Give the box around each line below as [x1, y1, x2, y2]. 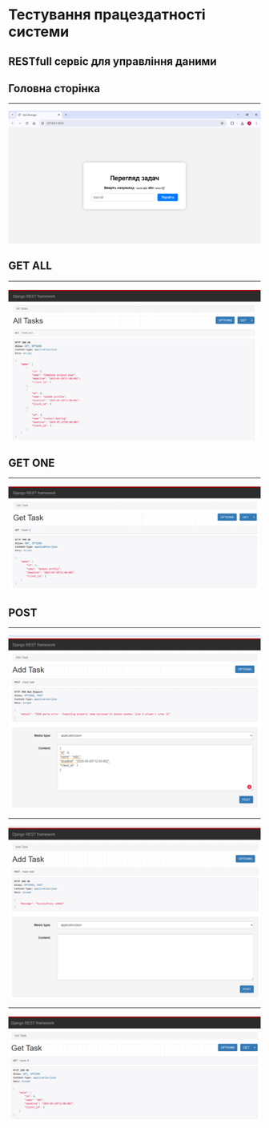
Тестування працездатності [8, 6, 206, 24]
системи [8, 22, 70, 41]
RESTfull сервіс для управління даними [8, 54, 217, 68]
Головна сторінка [8, 82, 101, 95]
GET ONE [8, 456, 55, 469]
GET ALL [8, 259, 52, 273]
